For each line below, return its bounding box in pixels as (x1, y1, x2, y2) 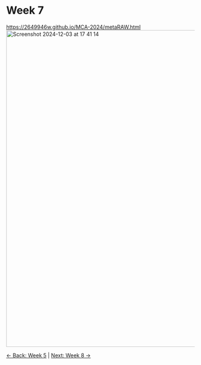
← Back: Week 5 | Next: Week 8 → (6, 351, 91, 359)
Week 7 (6, 4, 44, 17)
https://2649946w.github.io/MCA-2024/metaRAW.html (6, 23, 141, 31)
